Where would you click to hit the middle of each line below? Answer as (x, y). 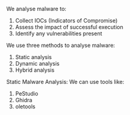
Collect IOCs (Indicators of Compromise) (66, 20)
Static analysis (33, 57)
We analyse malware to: (36, 9)
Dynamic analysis (37, 64)
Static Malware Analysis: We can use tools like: (65, 82)
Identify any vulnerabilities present (59, 33)
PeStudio (27, 93)
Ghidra (23, 100)
